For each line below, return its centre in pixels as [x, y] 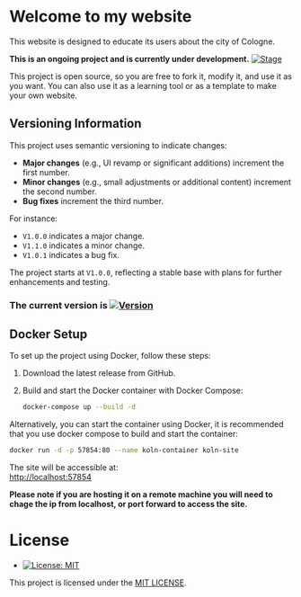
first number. [46, 172]
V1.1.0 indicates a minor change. [84, 245]
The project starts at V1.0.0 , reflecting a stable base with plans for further [146, 272]
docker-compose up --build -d [79, 407]
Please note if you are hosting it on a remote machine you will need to [141, 495]
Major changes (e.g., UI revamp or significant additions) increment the [153, 163]
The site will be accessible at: [64, 468]
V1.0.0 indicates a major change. [84, 236]
